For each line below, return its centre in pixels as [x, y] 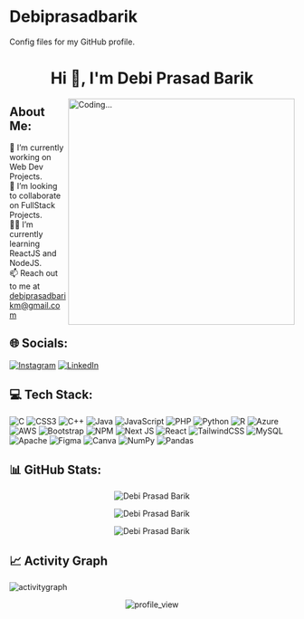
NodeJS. [26, 262]
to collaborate [35, 195]
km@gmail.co [35, 305]
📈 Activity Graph [59, 561]
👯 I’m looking [33, 186]
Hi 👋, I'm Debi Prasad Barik [152, 78]
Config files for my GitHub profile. [72, 42]
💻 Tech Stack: [51, 395]
